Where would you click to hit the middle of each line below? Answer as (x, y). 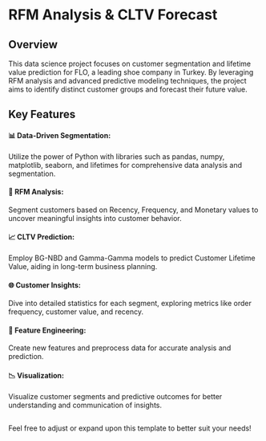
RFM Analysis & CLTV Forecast (113, 15)
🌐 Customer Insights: (45, 285)
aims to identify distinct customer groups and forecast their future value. (128, 89)
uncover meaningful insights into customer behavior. (95, 218)
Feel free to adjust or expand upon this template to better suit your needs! (130, 428)
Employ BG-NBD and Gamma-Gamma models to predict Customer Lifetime (132, 258)
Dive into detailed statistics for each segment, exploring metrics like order (130, 304)
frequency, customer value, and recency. (76, 312)
